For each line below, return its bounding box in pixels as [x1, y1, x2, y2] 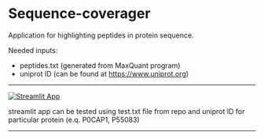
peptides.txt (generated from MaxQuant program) [19, 60, 181, 70]
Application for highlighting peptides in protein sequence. [8, 30, 194, 40]
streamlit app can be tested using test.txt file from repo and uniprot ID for [8, 106, 245, 116]
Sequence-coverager [8, 5, 151, 23]
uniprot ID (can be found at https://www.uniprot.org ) [19, 69, 189, 78]
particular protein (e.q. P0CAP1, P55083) [8, 115, 140, 124]
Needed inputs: [8, 45, 58, 55]
